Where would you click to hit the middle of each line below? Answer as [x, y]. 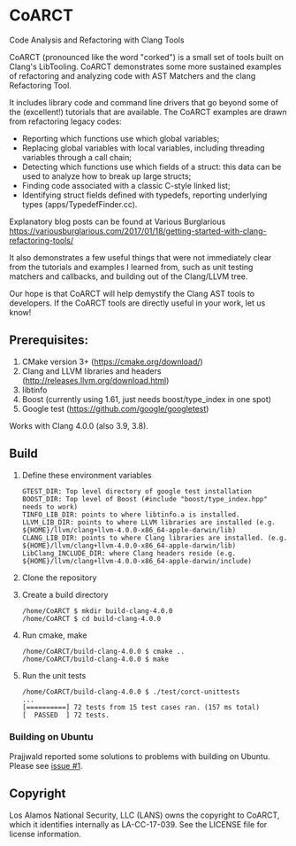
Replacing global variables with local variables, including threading [143, 148]
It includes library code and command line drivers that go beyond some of [144, 102]
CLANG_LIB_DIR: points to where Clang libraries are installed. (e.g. [155, 538]
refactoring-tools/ [42, 240]
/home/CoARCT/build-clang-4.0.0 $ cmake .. [103, 651]
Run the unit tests [54, 675]
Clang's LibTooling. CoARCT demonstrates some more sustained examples [145, 66]
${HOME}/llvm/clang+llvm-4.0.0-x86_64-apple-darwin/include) [137, 561]
